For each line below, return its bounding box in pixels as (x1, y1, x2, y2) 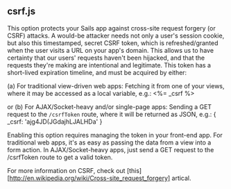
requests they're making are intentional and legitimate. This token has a (7, 60, 212, 69)
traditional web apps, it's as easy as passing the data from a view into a (7, 138, 212, 147)
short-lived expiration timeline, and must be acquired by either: (7, 68, 187, 76)
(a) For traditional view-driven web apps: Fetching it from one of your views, (7, 81, 225, 90)
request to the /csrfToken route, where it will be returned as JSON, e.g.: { (7, 110, 216, 118)
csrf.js (7, 6, 36, 17)
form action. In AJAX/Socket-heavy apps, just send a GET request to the (7, 145, 214, 154)
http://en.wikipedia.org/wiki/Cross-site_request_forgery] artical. (9, 174, 192, 182)
